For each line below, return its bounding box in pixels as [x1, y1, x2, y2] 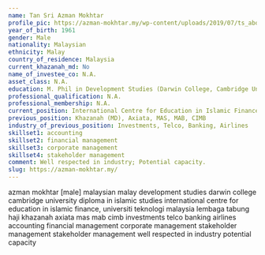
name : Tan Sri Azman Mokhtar [8, 11, 104, 20]
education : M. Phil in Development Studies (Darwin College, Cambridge [8, 84, 248, 93]
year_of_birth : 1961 [8, 26, 77, 34]
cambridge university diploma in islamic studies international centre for [8, 196, 239, 205]
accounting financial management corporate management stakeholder [8, 221, 237, 230]
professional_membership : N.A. [8, 99, 111, 107]
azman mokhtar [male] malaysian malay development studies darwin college [8, 187, 257, 197]
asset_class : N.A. [8, 77, 69, 85]
